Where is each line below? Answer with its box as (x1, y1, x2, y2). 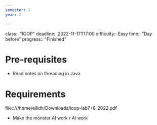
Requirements (5, 88, 66, 100)
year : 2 (5, 12, 22, 17)
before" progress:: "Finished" (5, 36, 67, 42)
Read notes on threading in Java (12, 71, 81, 77)
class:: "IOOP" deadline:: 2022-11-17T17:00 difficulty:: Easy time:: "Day (5, 30, 152, 37)
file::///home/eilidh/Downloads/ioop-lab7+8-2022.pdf (5, 105, 117, 111)
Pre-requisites (5, 54, 67, 65)
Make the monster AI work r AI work (12, 115, 88, 121)
